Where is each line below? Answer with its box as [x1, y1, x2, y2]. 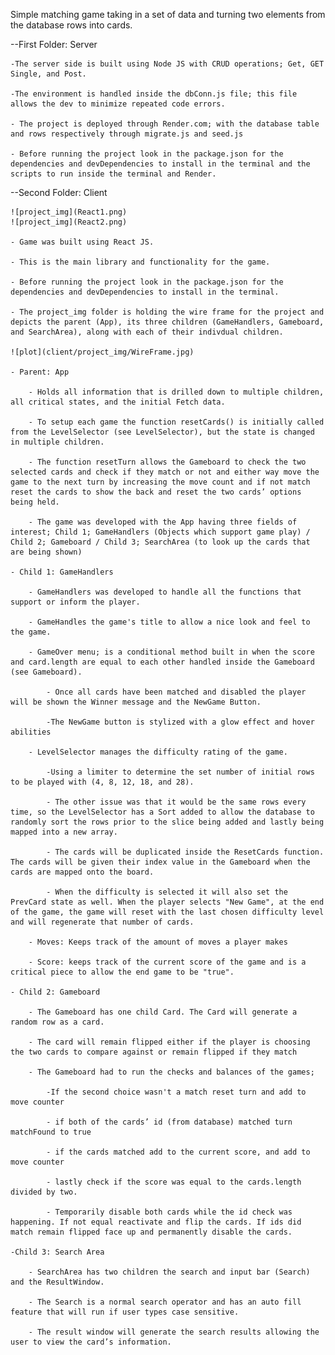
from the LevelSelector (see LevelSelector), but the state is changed [10, 427, 315, 437]
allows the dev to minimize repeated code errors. [10, 99, 226, 109]
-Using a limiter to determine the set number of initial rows [46, 767, 315, 777]
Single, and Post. [10, 69, 87, 79]
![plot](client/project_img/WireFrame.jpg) [10, 347, 195, 357]
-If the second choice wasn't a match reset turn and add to [46, 1087, 307, 1097]
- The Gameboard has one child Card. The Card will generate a [28, 1007, 298, 1017]
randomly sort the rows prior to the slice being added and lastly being [10, 817, 325, 827]
